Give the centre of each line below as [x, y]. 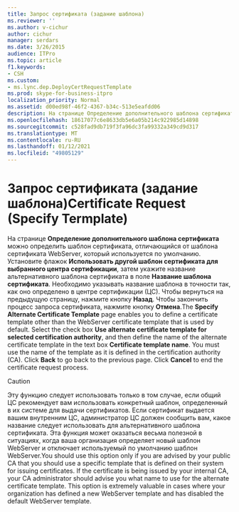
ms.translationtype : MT [43, 133]
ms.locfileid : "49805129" [46, 153]
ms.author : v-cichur [38, 27]
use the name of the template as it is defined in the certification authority [114, 352]
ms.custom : [23, 80]
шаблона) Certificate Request [97, 204]
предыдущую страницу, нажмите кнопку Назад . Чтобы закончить [108, 299]
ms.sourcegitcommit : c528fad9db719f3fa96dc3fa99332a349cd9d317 [103, 127]
